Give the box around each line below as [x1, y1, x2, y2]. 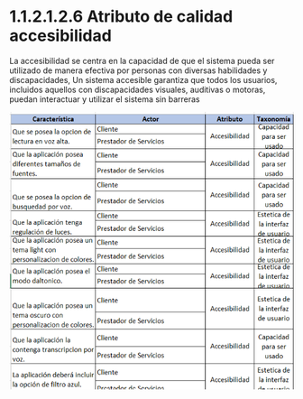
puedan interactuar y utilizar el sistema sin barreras [9, 93, 200, 105]
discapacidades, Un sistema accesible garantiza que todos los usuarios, [9, 74, 278, 85]
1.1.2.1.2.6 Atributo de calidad [9, 6, 234, 27]
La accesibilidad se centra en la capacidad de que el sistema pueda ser [9, 55, 275, 66]
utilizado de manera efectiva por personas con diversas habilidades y [9, 65, 268, 76]
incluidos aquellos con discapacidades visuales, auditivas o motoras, [9, 84, 266, 95]
